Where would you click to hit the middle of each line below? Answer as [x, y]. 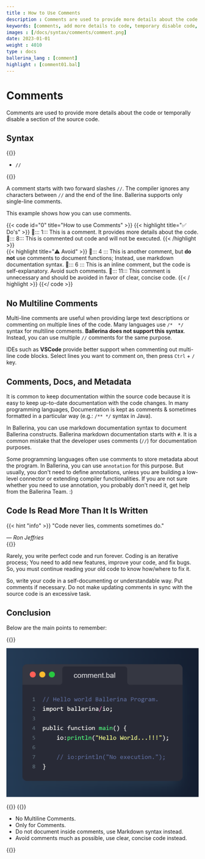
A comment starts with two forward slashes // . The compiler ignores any [98, 188]
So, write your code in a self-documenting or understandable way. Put [95, 581]
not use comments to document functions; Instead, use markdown [90, 258]
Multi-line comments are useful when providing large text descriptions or [98, 318]
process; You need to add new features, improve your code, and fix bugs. [99, 562]
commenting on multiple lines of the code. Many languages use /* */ [95, 325]
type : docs [21, 52]
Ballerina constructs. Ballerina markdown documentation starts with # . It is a [102, 434]
